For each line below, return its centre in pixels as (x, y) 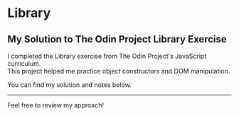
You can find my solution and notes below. (69, 85)
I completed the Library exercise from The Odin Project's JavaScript (107, 56)
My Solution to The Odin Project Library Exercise (117, 39)
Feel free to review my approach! (56, 105)
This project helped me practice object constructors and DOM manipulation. (119, 71)
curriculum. (24, 64)
